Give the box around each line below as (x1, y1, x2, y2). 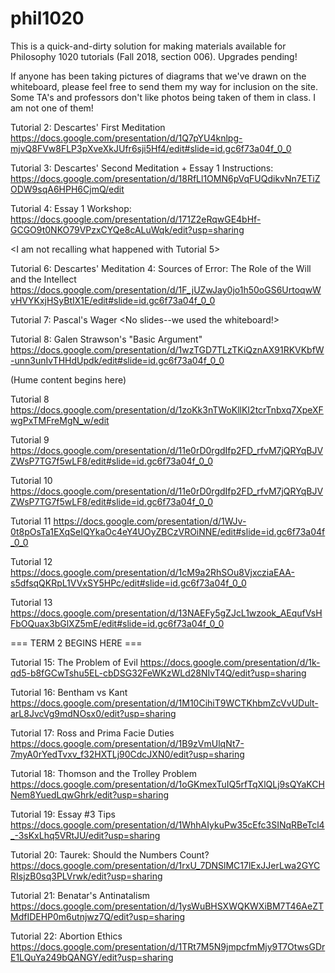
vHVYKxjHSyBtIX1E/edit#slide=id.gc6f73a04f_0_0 (10, 294, 216, 306)
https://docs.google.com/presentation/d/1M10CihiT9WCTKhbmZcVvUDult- (10, 697, 319, 709)
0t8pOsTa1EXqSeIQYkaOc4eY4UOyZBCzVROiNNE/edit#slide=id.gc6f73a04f (10, 525, 326, 537)
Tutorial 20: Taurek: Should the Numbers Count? (10, 848, 210, 861)
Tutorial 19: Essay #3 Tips (10, 808, 116, 820)
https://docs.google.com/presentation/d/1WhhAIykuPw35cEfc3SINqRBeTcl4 (10, 818, 325, 831)
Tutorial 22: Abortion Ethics (10, 930, 123, 942)
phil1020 (10, 7, 85, 30)
